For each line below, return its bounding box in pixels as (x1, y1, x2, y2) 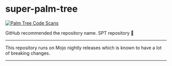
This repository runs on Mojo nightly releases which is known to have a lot (5, 45, 162, 51)
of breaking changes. (5, 50, 50, 56)
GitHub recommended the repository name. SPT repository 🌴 (5, 30, 134, 36)
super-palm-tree (5, 3, 78, 15)
